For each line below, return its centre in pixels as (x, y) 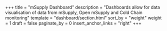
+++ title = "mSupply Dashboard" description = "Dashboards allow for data (82, 7)
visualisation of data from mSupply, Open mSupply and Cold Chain (74, 12)
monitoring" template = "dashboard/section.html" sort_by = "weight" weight (83, 18)
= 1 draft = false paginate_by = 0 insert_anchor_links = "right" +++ (73, 23)
